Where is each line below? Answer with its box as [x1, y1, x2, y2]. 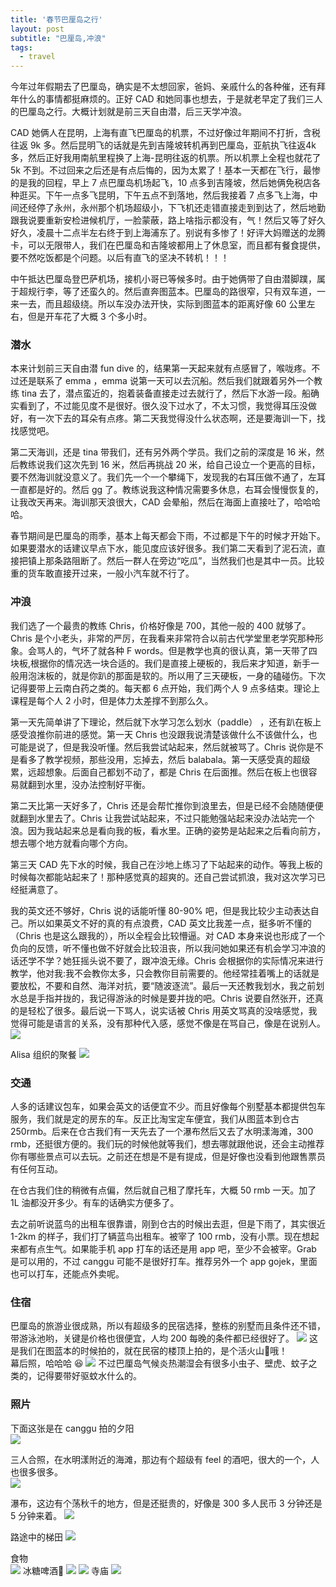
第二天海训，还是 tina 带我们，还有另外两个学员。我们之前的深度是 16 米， [10, 446, 317, 458]
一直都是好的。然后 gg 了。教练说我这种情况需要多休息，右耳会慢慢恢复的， [10, 484, 325, 496]
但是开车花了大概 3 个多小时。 [27, 311, 153, 323]
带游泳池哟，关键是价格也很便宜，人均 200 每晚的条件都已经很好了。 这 [10, 1332, 318, 1345]
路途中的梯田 [10, 1531, 63, 1543]
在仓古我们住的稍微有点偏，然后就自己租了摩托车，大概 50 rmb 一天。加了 [10, 1184, 317, 1196]
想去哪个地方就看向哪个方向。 [10, 837, 133, 849]
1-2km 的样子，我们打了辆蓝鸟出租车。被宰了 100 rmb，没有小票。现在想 [10, 1231, 311, 1243]
